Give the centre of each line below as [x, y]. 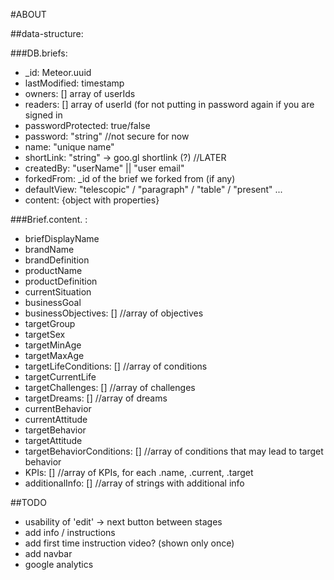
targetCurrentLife [60, 377]
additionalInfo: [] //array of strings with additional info [134, 483]
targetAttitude [53, 440]
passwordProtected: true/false [87, 125]
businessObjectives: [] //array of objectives [114, 313]
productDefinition [61, 281]
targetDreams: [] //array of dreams [96, 398]
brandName [49, 249]
